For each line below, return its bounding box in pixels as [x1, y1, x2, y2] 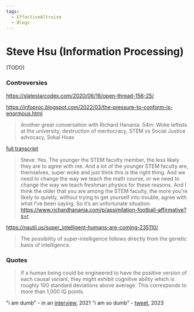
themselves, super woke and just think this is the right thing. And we [20, 168, 186, 176]
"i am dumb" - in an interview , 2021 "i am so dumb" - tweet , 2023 [6, 299, 164, 306]
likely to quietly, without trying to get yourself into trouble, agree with [20, 194, 187, 201]
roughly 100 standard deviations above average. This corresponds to [20, 282, 187, 289]
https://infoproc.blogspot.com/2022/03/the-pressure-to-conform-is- [6, 103, 173, 110]
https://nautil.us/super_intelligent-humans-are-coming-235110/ [6, 223, 158, 230]
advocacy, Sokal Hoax [20, 133, 74, 141]
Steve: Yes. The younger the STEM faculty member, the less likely [20, 156, 180, 163]
